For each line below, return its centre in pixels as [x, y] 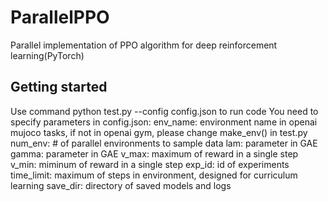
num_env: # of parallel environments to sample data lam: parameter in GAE [164, 143]
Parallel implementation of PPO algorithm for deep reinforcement [144, 45]
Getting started [59, 87]
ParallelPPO [60, 17]
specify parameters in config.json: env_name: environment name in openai [164, 122]
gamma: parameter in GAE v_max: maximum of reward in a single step [154, 153]
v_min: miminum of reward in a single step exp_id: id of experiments [150, 164]
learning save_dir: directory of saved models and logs [121, 185]
